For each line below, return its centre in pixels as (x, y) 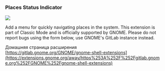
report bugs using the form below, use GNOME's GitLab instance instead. (80, 38)
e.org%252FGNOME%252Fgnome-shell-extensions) (59, 63)
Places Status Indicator (34, 7)
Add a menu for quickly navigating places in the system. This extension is (80, 27)
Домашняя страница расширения (41, 47)
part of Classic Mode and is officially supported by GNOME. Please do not (81, 33)
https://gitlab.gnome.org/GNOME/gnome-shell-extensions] (67, 53)
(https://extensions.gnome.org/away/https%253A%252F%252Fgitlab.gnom (82, 58)
